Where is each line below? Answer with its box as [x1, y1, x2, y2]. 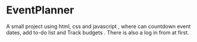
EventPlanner [6, 3, 74, 17]
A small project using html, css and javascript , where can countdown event [6, 23, 191, 30]
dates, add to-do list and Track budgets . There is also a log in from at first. [6, 29, 189, 36]
